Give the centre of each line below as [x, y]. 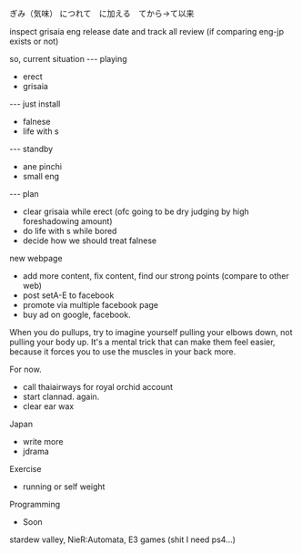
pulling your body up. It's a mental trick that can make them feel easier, [142, 342]
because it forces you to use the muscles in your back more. [123, 352]
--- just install [35, 104]
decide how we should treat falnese [90, 241]
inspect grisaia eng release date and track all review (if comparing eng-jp [147, 31]
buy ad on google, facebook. [76, 314]
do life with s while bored [70, 231]
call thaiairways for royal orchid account [98, 387]
